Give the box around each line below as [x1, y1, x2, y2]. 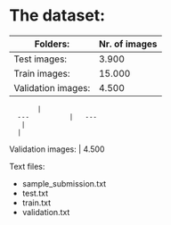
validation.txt [21, 206, 70, 217]
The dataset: [9, 5, 105, 26]
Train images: [13, 67, 70, 79]
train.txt [21, 197, 52, 208]
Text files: [9, 161, 45, 171]
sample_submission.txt [21, 178, 107, 188]
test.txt [21, 187, 49, 198]
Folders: [34, 37, 69, 50]
